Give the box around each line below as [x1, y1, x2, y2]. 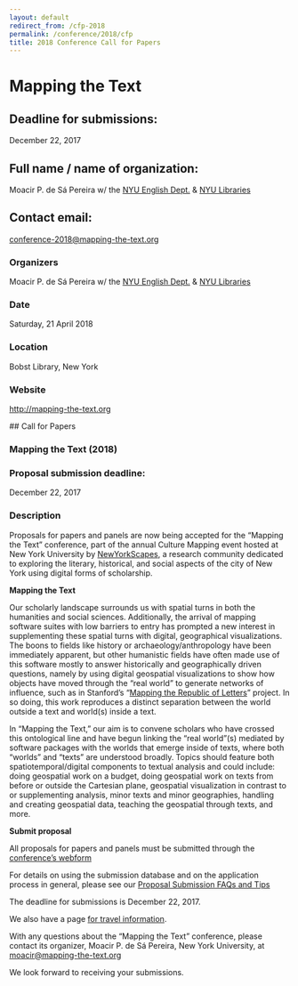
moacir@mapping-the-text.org [9, 950, 122, 960]
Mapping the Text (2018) [9, 442, 118, 455]
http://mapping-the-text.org [9, 404, 111, 415]
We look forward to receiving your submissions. [9, 966, 184, 977]
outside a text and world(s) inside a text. [9, 706, 157, 716]
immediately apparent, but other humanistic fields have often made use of [9, 649, 280, 659]
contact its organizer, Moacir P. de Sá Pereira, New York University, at [9, 940, 265, 950]
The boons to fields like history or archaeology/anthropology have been [9, 640, 271, 651]
